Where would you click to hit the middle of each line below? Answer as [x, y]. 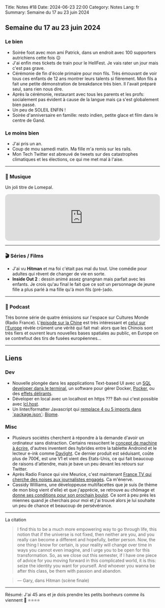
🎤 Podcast [17, 306]
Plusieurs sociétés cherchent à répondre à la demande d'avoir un [78, 438]
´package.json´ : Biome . [35, 414]
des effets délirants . [32, 393]
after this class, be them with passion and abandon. [69, 571]
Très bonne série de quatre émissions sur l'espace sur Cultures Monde [77, 317]
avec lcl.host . [26, 404]
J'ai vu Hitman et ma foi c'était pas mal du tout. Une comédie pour [80, 268]
